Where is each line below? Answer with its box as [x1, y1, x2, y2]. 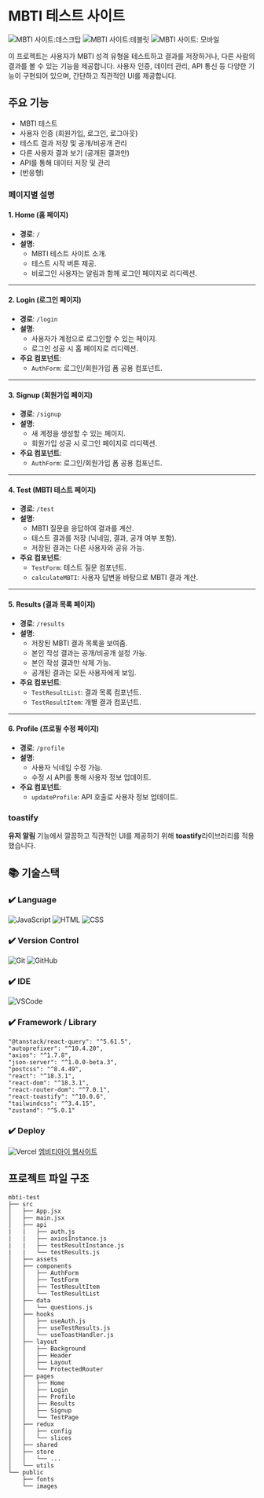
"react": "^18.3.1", [8, 1072, 76, 1080]
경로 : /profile [19, 743, 65, 752]
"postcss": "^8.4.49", [8, 1065, 82, 1073]
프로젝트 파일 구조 [8, 1172, 90, 1185]
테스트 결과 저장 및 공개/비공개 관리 [19, 138, 127, 148]
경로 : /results [19, 619, 65, 628]
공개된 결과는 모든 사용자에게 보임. [31, 667, 137, 677]
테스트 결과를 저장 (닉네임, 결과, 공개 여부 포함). [31, 534, 177, 543]
